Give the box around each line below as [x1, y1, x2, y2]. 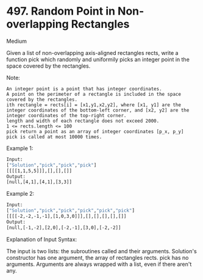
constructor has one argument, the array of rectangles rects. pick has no [6, 254, 189, 261]
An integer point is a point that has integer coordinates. [6, 85, 163, 92]
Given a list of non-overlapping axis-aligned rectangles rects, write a [6, 49, 179, 56]
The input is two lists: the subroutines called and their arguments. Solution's [6, 247, 197, 254]
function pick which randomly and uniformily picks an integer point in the [6, 56, 190, 63]
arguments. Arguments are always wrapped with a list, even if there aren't [6, 260, 192, 268]
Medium [6, 37, 27, 45]
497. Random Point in [6, 4, 116, 18]
